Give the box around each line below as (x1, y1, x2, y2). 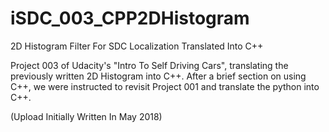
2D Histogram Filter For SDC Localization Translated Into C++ (10, 40, 264, 52)
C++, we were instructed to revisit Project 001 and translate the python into (10, 80, 320, 92)
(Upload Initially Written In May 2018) (10, 110, 163, 122)
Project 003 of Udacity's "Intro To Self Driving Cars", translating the (10, 59, 289, 71)
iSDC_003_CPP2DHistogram (10, 7, 250, 30)
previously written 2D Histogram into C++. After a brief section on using (10, 70, 307, 82)
